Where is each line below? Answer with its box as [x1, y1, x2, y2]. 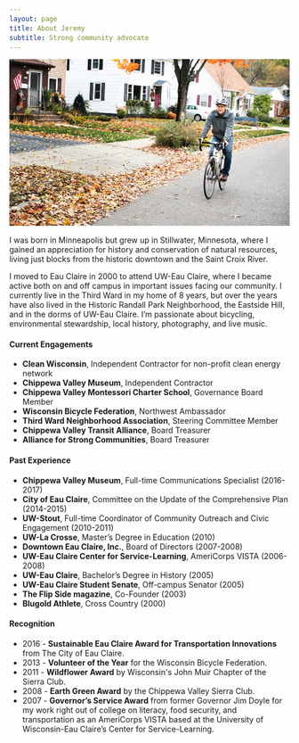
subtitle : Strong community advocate [9, 33, 149, 42]
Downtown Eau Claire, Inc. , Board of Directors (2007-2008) [21, 541, 243, 552]
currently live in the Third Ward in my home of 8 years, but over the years [9, 290, 278, 301]
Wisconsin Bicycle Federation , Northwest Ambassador [21, 406, 227, 417]
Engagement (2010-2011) [21, 522, 114, 532]
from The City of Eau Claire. [21, 648, 125, 658]
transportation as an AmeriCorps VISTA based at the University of [21, 714, 264, 724]
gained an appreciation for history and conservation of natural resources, [9, 244, 278, 255]
